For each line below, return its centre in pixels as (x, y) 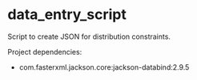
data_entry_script (67, 15)
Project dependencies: (45, 51)
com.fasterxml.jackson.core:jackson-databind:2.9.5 (104, 67)
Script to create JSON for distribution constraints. (89, 36)
